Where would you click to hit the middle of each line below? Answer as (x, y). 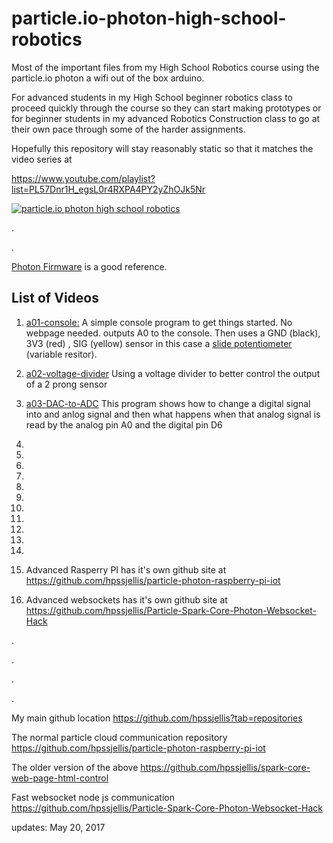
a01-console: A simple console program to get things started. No (159, 322)
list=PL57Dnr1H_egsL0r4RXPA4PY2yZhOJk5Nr (108, 189)
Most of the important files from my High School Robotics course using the (165, 67)
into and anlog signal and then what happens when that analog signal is (173, 414)
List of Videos (55, 298)
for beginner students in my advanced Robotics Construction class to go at (166, 118)
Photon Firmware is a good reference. (89, 266)
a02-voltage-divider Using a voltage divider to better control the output (173, 373)
